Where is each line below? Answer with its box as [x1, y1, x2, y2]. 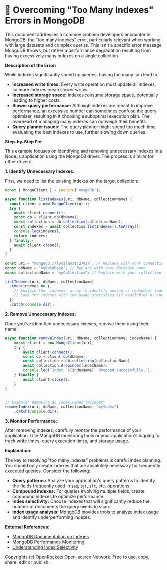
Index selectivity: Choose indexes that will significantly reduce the [12, 499, 150, 504]
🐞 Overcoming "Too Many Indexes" [5, 4, 154, 16]
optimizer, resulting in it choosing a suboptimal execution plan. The [12, 113, 150, 119]
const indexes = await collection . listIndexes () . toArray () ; [14, 224, 141, 229]
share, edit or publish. [5, 559, 50, 565]
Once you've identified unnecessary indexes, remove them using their [5, 321, 149, 327]
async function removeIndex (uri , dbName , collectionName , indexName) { [5, 336, 157, 341]
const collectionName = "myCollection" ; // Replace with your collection [5, 270, 162, 275]
